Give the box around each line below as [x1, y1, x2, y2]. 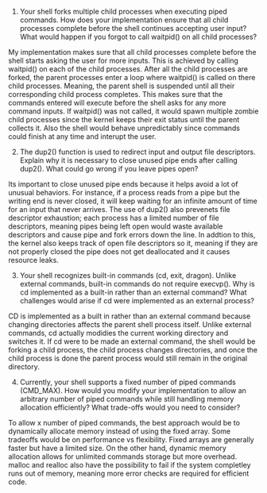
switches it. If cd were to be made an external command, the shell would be [8, 337, 256, 346]
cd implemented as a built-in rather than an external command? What [19, 287, 247, 297]
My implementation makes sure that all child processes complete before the [8, 48, 257, 56]
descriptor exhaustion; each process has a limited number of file [8, 214, 220, 222]
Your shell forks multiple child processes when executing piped [19, 7, 228, 16]
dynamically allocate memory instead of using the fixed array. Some [8, 426, 231, 436]
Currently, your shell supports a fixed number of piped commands [19, 377, 236, 387]
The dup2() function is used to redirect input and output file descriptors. [19, 147, 256, 156]
